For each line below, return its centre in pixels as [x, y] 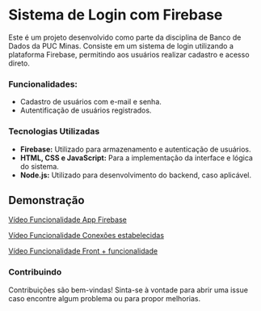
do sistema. [39, 166]
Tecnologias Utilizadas [54, 131]
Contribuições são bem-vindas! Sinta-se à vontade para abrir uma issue [128, 290]
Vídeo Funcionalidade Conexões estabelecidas [86, 236]
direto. [19, 63]
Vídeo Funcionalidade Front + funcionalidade [83, 251]
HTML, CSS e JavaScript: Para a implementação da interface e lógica [136, 158]
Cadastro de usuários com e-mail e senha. [91, 102]
